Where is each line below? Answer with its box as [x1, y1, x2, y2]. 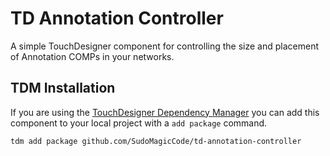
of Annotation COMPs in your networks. [10, 50, 175, 62]
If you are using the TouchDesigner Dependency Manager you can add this [10, 106, 320, 118]
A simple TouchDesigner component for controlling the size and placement [10, 40, 320, 52]
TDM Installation [10, 80, 116, 97]
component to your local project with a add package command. [10, 117, 268, 129]
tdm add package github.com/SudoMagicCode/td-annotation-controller [10, 136, 302, 146]
